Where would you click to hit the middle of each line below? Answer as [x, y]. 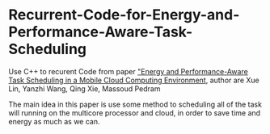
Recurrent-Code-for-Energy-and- [124, 15]
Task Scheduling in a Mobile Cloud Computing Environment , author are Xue [134, 80]
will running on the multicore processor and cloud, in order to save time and [135, 113]
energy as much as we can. [54, 121]
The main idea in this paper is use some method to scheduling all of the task [135, 104]
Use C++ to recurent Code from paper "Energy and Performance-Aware [128, 71]
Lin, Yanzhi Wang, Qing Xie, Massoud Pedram [84, 88]
